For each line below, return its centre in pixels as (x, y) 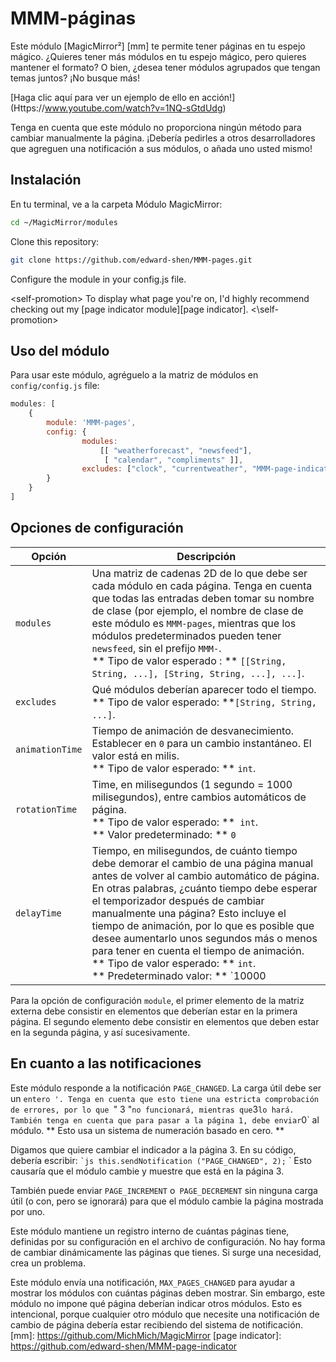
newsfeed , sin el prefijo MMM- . (156, 648)
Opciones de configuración (97, 528)
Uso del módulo (60, 350)
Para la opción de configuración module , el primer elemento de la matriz (157, 1000)
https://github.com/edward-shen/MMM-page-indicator (124, 1346)
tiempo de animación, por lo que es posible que (203, 925)
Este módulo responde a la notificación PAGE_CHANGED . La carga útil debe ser (166, 1088)
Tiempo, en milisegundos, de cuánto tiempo (194, 850)
